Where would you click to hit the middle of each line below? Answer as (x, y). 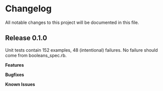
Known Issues (20, 84)
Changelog (28, 9)
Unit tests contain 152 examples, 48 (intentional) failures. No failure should (81, 50)
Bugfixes (15, 75)
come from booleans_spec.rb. (36, 55)
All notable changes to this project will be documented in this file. (72, 22)
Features (14, 65)
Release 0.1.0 (26, 38)
